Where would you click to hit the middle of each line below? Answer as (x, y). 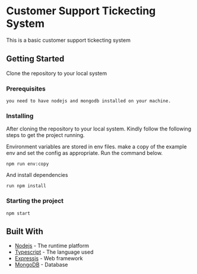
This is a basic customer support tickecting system (68, 40)
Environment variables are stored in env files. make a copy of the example (96, 147)
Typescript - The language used (54, 252)
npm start (18, 213)
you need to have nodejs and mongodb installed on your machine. (88, 101)
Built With (25, 231)
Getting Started (35, 59)
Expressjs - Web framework (49, 259)
